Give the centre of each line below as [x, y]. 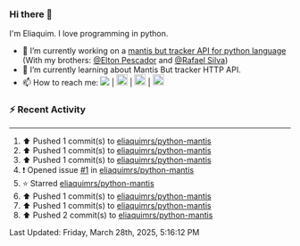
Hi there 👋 [31, 14]
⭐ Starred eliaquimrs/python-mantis [88, 183]
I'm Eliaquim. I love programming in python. [89, 34]
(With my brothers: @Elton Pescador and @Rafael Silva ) [125, 61]
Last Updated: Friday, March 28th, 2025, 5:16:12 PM [104, 232]
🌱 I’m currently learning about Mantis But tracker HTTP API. [131, 70]
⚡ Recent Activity [48, 110]
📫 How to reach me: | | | [86, 83]
